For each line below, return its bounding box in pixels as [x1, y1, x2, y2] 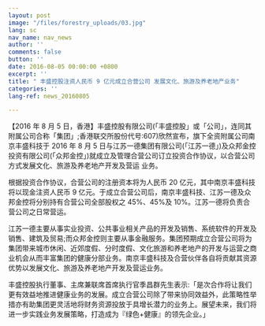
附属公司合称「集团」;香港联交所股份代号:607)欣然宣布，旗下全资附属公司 [8, 132, 248, 141]
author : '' [8, 41, 44, 49]
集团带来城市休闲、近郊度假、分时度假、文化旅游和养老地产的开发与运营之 [8, 243, 250, 253]
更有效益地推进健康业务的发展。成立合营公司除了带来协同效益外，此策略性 [8, 290, 250, 299]
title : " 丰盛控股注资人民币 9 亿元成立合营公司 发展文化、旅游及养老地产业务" [8, 77, 240, 85]
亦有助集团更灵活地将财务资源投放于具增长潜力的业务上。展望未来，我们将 [14, 300, 257, 309]
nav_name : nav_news [8, 33, 73, 42]
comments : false [8, 48, 62, 56]
